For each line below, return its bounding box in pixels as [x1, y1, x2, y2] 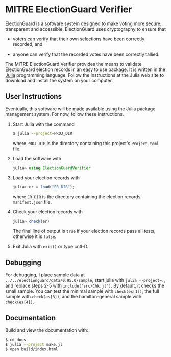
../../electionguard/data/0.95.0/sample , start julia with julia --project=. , [5, 277, 166, 283]
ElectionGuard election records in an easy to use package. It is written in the [5, 66, 166, 73]
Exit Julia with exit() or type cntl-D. [12, 244, 89, 250]
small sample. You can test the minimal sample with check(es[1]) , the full [5, 288, 159, 294]
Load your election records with [12, 175, 80, 181]
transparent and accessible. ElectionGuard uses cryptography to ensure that [5, 26, 166, 32]
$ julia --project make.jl [5, 342, 63, 347]
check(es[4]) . [5, 299, 34, 305]
